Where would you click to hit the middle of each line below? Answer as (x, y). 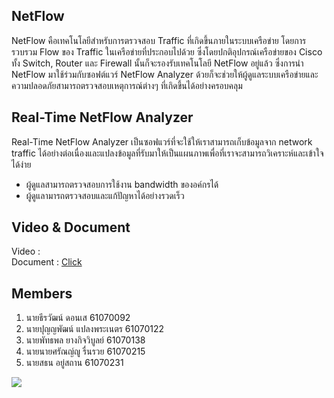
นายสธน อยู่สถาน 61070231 (74, 363)
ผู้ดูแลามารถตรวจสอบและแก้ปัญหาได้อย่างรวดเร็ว (105, 195)
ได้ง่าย (21, 164)
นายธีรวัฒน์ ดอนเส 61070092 (78, 318)
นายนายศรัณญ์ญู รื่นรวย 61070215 (85, 351)
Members (42, 293)
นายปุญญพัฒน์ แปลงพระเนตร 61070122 (95, 329)
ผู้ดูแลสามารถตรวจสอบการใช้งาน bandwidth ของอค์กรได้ (122, 184)
